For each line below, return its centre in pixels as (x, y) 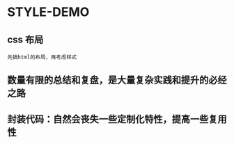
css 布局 (25, 39)
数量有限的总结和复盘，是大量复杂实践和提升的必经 (117, 80)
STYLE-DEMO (48, 12)
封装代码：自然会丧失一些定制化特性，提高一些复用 (117, 119)
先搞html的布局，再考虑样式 (42, 57)
